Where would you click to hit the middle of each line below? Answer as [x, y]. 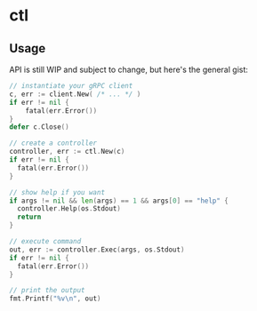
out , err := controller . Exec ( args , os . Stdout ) [97, 250]
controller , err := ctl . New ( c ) [67, 152]
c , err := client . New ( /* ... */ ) [75, 94]
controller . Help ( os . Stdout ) [69, 209]
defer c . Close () [39, 127]
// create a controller [53, 143]
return [29, 217]
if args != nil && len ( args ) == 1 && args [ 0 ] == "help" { [119, 201]
